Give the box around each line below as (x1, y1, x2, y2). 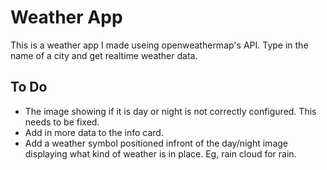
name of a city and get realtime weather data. (10, 49, 198, 61)
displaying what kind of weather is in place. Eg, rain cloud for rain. (24, 147, 297, 160)
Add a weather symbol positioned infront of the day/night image (24, 137, 288, 149)
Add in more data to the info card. (24, 126, 164, 138)
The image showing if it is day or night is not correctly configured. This (24, 105, 317, 117)
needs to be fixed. (24, 116, 100, 128)
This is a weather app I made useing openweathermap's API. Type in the (10, 39, 309, 51)
